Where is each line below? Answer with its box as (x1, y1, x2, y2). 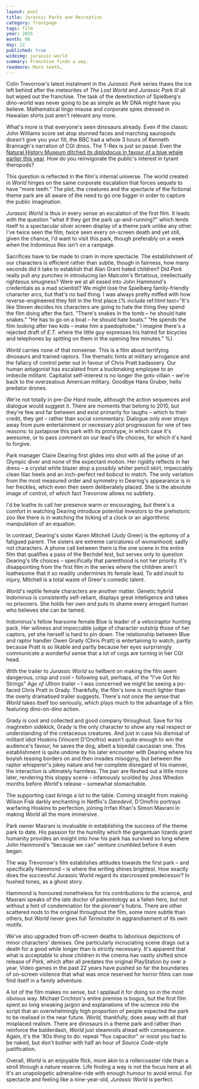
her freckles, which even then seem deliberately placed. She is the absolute (6, 483, 192, 491)
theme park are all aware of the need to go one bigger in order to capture (6, 192, 185, 199)
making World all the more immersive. (6, 811, 99, 818)
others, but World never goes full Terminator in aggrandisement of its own (6, 915, 188, 922)
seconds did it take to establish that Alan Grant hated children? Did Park (6, 265, 182, 273)
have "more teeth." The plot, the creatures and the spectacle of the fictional (6, 186, 191, 193)
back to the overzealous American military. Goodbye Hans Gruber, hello (6, 378, 182, 386)
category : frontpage (6, 20, 58, 26)
